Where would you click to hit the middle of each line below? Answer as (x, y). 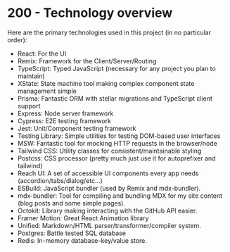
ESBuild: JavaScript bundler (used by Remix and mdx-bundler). (109, 188)
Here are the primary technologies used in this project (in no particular (109, 32)
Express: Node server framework (65, 113)
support (29, 106)
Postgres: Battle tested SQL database (72, 233)
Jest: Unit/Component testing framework (77, 128)
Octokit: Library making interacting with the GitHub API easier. (107, 210)
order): (17, 39)
